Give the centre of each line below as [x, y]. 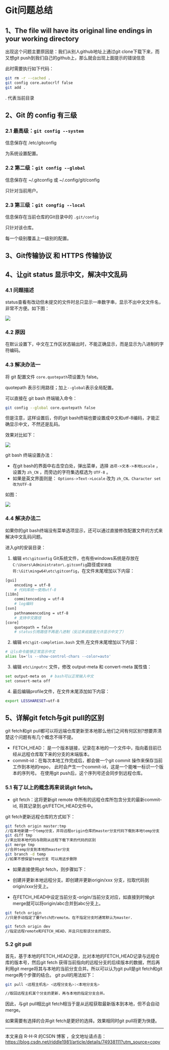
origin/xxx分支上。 [32, 886]
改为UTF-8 [22, 485]
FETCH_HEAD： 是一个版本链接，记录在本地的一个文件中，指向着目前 [85, 748]
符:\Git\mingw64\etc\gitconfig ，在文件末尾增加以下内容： [73, 570]
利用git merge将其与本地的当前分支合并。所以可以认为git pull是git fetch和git [84, 968]
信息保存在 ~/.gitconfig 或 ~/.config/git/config [52, 180]
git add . [16, 87]
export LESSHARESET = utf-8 [32, 701]
